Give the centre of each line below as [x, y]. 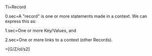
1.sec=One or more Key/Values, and [41, 30]
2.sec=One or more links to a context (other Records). [59, 40]
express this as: [21, 21]
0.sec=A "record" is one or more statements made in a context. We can [76, 16]
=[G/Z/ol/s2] [17, 49]
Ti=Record [15, 7]
